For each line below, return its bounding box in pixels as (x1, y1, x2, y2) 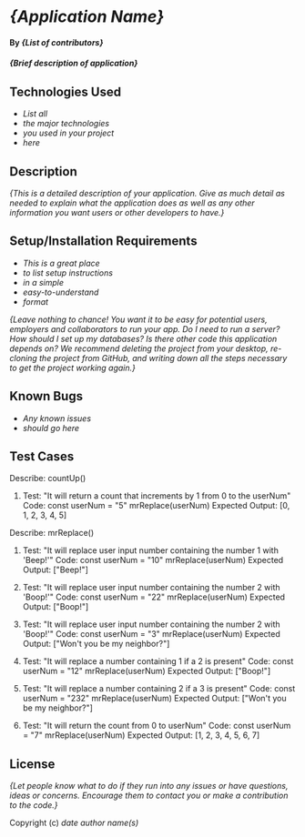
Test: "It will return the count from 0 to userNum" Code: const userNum (22, 721, 291, 731)
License (9, 756, 56, 771)
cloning (9, 352, 38, 363)
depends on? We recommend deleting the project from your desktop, (9, 343, 269, 354)
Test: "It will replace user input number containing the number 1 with (22, 545, 280, 556)
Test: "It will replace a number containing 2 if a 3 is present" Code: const (22, 683, 296, 694)
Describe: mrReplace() (9, 528, 95, 539)
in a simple (22, 277, 65, 287)
